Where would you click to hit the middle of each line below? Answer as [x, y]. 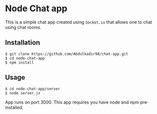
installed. [14, 107]
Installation [23, 43]
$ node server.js [23, 93]
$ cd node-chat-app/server [33, 89]
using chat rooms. [23, 27]
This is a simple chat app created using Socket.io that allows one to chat [78, 22]
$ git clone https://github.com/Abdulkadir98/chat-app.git [67, 54]
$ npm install [20, 62]
